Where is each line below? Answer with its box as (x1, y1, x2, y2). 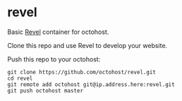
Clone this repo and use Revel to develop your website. (7, 41, 168, 49)
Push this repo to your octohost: (7, 54, 101, 64)
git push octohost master (7, 87, 83, 94)
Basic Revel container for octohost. (7, 28, 109, 36)
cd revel (7, 75, 33, 82)
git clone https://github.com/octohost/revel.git (7, 69, 157, 76)
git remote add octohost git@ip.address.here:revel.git (7, 81, 175, 88)
